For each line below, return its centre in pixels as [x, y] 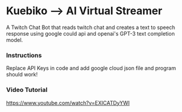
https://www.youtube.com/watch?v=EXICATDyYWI [68, 103]
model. [14, 40]
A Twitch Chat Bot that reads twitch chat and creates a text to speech [91, 27]
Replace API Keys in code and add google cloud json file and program [91, 68]
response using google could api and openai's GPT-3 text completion [91, 33]
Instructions [24, 55]
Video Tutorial [27, 90]
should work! [22, 75]
